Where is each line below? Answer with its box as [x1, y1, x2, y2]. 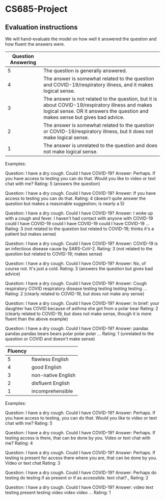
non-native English [31, 372, 76, 378]
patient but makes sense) [5, 231, 56, 237]
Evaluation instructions [5, 23, 78, 31]
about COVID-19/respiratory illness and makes [43, 102, 153, 108]
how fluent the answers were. [5, 41, 65, 47]
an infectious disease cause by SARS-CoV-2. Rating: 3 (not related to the [5, 246, 153, 251]
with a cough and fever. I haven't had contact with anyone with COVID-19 [5, 215, 153, 221]
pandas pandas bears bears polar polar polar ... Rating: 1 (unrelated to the [5, 331, 154, 337]
